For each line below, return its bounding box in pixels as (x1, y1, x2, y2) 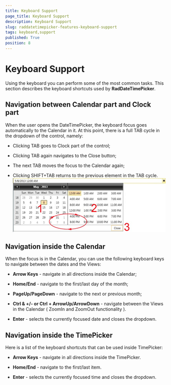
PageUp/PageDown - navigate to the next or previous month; (12, 291, 142, 297)
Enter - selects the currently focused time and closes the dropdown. (12, 374, 157, 380)
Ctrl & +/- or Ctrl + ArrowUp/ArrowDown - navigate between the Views (12, 301, 164, 307)
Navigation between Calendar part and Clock (5, 100, 151, 109)
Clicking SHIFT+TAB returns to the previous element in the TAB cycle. (12, 172, 158, 178)
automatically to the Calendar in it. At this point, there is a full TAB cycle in (5, 127, 160, 133)
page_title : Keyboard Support (5, 13, 70, 19)
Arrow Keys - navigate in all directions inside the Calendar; (12, 271, 137, 277)
